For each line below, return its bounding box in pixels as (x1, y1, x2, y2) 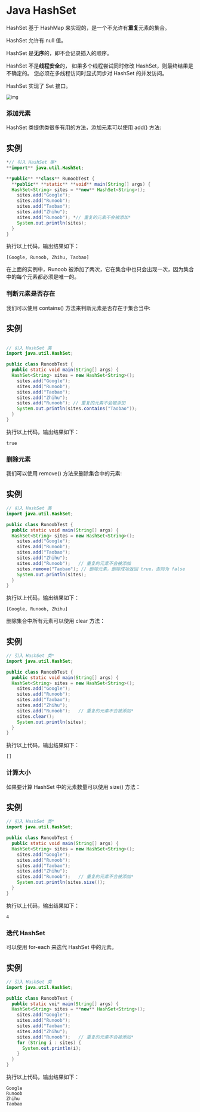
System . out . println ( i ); (21, 1045, 82, 1051)
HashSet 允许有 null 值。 (6, 36, 67, 44)
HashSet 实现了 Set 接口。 (6, 82, 72, 90)
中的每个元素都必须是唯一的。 (6, 273, 79, 281)
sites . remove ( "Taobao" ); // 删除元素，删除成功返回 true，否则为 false (17, 566, 186, 572)
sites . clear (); (17, 713, 55, 720)
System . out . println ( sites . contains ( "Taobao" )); (17, 406, 137, 412)
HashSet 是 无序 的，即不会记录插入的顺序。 (6, 49, 112, 57)
